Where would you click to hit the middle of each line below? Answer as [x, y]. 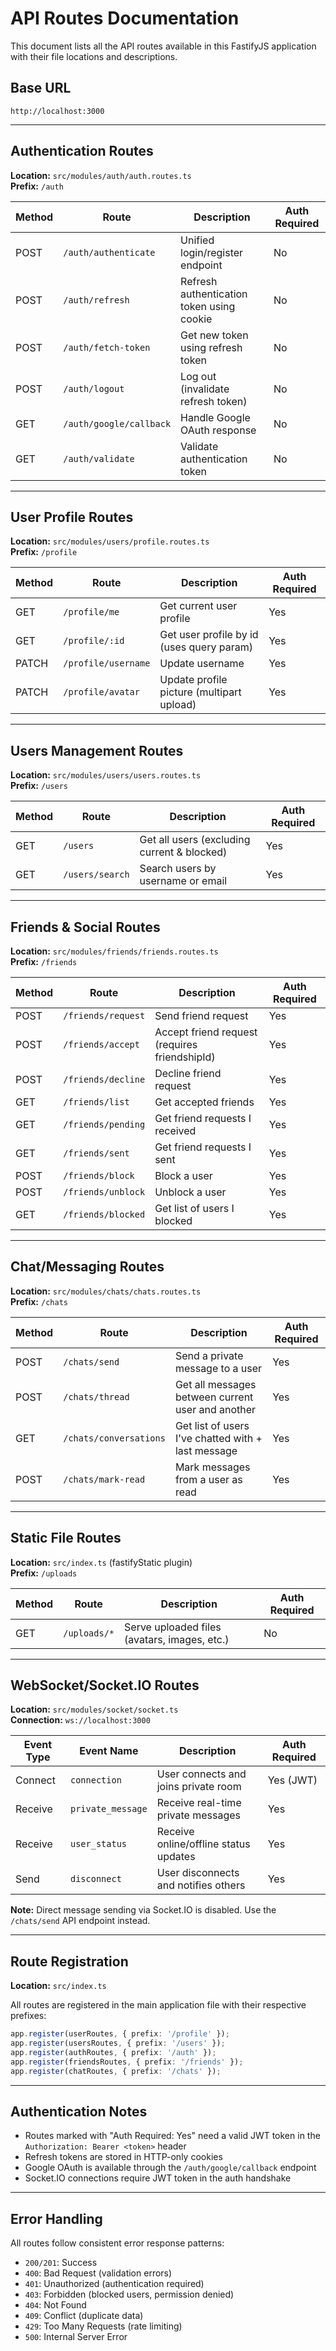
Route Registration [69, 1961]
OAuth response [218, 430]
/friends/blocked [104, 1214]
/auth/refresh [96, 300]
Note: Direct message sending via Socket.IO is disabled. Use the [143, 1910]
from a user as [208, 1479]
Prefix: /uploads [44, 1573]
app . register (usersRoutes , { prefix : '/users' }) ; [118, 2043]
